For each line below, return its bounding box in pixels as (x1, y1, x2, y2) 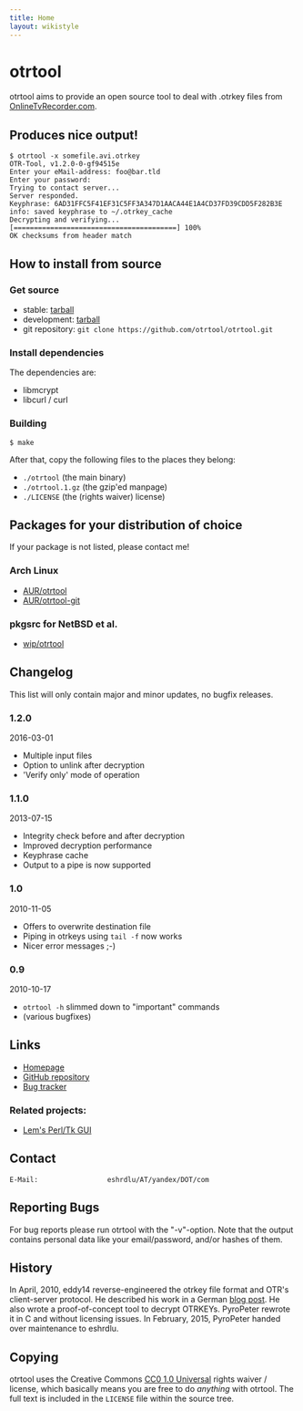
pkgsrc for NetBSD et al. (9, 617, 118, 630)
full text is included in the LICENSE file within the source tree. (9, 1393, 235, 1405)
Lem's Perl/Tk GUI (22, 1125, 92, 1136)
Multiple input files (22, 750, 93, 762)
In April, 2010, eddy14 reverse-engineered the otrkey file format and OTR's (9, 1284, 289, 1295)
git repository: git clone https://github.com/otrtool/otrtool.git (22, 323, 274, 334)
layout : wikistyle (9, 22, 79, 31)
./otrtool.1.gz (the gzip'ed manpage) (22, 481, 168, 493)
